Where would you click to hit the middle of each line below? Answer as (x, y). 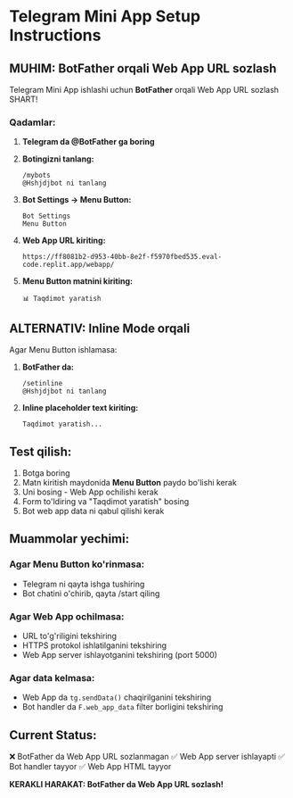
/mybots (36, 176)
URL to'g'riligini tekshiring (69, 636)
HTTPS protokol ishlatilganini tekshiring (94, 645)
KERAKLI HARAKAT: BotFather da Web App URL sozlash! (117, 785)
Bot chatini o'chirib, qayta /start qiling (91, 593)
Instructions (55, 35)
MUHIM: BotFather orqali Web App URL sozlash (143, 68)
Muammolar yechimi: (69, 539)
